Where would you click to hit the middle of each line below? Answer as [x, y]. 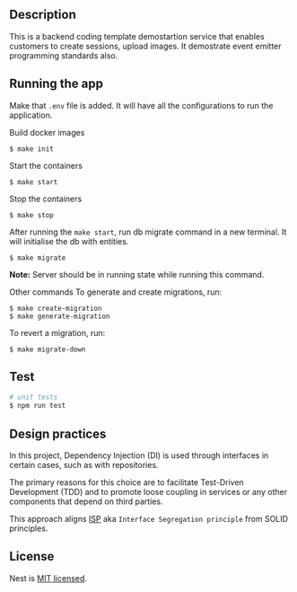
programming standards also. [64, 55]
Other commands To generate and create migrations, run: [116, 292]
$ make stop [31, 215]
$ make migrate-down [48, 349]
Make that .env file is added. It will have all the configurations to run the [141, 105]
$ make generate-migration [60, 316]
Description [43, 15]
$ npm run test [38, 406]
